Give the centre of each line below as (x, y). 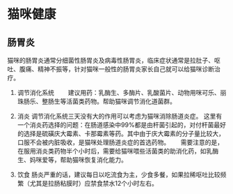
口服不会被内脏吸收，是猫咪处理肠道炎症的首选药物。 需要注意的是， (120, 142)
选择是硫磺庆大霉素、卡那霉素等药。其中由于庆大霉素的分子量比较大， (124, 134)
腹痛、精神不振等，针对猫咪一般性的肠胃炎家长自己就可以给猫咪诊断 (116, 69)
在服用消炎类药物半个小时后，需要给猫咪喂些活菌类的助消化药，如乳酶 (118, 151)
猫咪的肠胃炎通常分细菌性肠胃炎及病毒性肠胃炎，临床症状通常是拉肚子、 (111, 60)
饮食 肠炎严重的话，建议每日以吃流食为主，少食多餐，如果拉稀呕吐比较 (119, 174)
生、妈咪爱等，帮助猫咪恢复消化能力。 (72, 160)
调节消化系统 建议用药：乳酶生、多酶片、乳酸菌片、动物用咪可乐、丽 (122, 92)
